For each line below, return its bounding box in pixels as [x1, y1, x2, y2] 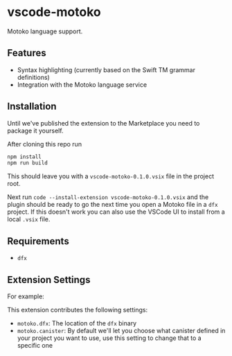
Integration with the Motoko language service [17, 80, 148, 89]
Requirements [7, 235, 69, 247]
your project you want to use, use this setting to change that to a [17, 334, 202, 342]
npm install [7, 153, 42, 160]
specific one [17, 341, 53, 349]
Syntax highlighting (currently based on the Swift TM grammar [17, 65, 196, 74]
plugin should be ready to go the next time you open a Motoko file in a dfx [7, 201, 218, 209]
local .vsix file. [7, 215, 51, 223]
